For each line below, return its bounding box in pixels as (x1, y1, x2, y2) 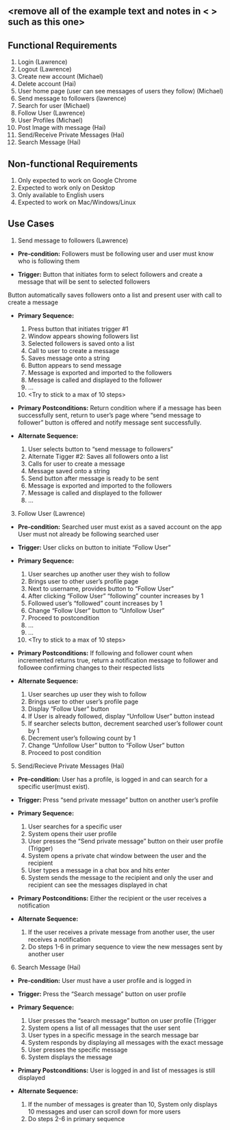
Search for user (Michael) (17, 102, 90, 110)
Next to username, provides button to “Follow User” (27, 584, 174, 593)
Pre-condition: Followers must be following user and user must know (17, 249, 214, 258)
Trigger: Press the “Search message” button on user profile (17, 989, 187, 998)
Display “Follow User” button (27, 704, 110, 713)
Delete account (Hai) (17, 80, 77, 88)
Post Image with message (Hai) (17, 124, 106, 132)
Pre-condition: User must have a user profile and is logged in (17, 976, 192, 984)
